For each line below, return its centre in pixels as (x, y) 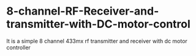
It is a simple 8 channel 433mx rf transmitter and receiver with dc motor (97, 41)
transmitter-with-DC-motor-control (99, 24)
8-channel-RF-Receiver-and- (83, 11)
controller (18, 47)
